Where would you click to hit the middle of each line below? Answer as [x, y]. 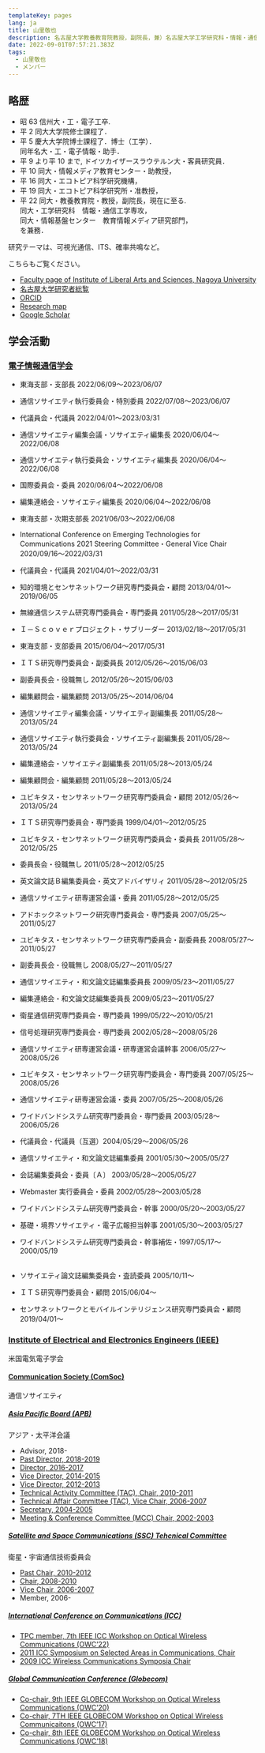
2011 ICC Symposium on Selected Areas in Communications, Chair [127, 1653]
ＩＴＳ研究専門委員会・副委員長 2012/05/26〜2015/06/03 [114, 663]
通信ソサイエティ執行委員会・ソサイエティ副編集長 [102, 739]
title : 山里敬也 [32, 30]
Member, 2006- [45, 1597]
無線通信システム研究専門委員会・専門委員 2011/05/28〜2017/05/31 [129, 612]
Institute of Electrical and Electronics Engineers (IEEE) [114, 1340]
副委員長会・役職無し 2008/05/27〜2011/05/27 [96, 965]
